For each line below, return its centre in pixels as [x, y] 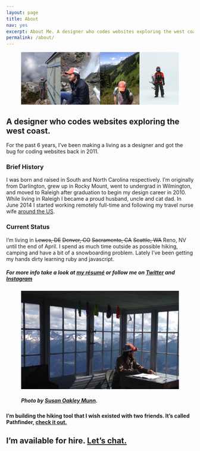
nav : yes [17, 25]
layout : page [22, 13]
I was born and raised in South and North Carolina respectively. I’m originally [100, 180]
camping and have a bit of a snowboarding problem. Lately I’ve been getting [100, 253]
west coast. [28, 131]
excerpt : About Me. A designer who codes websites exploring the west [96, 32]
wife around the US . [31, 211]
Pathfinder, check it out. [37, 422]
